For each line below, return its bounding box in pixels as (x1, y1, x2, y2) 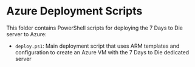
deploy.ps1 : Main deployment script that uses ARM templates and (15, 42, 180, 49)
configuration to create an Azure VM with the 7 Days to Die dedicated (15, 48, 190, 56)
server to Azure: (6, 30, 47, 37)
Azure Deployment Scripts (6, 4, 143, 18)
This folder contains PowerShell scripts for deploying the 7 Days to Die (6, 24, 183, 31)
